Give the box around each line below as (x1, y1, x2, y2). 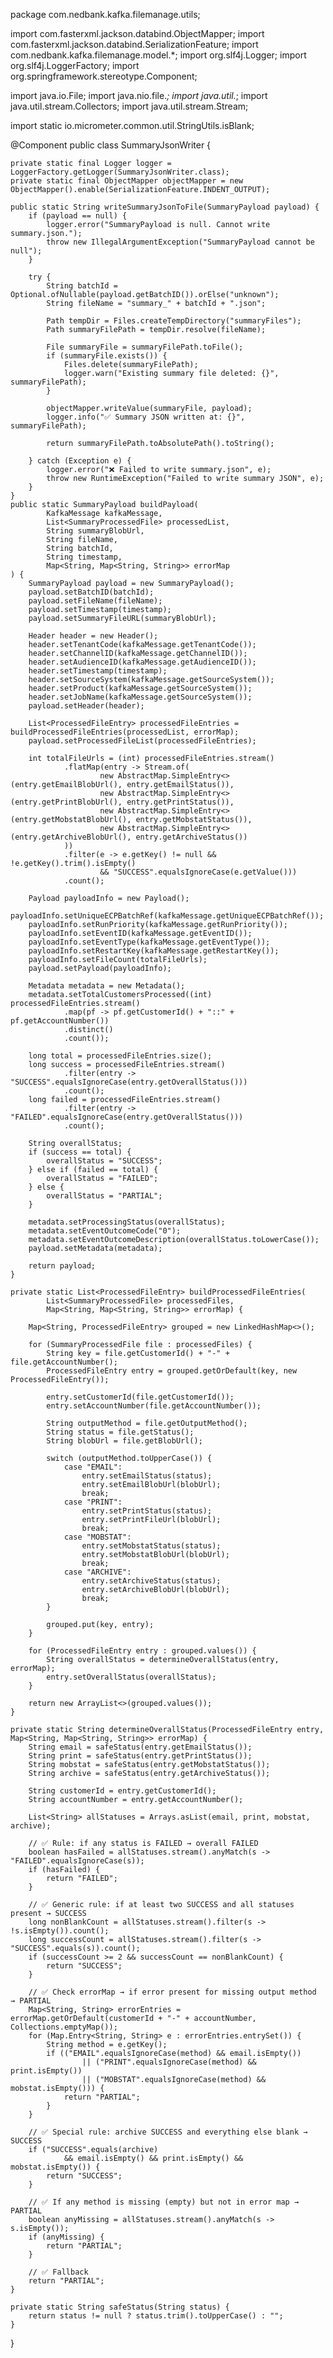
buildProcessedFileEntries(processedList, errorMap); (10, 727, 240, 737)
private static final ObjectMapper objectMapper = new (10, 176, 244, 186)
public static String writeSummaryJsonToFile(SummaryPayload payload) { (10, 202, 320, 212)
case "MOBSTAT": (63, 1532, 132, 1542)
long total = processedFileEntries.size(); (28, 1051, 213, 1061)
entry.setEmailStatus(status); (81, 1471, 213, 1481)
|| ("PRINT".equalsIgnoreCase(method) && (81, 2057, 257, 2067)
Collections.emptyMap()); (10, 2022, 118, 2032)
